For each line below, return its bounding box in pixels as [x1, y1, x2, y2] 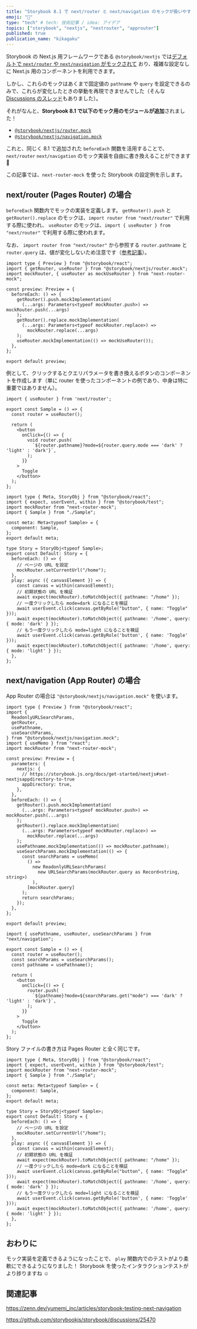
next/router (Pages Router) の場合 [6, 190, 132, 200]
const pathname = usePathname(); [11, 961, 94, 968]
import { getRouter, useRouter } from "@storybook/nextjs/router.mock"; [6, 266, 188, 272]
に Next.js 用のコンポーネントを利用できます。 [6, 68, 119, 74]
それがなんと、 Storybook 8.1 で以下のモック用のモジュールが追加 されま [6, 107, 181, 114]
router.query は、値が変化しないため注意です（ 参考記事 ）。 [6, 249, 150, 256]
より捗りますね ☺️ [6, 1270, 49, 1277]
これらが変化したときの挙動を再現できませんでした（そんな [21, 88, 166, 94]
